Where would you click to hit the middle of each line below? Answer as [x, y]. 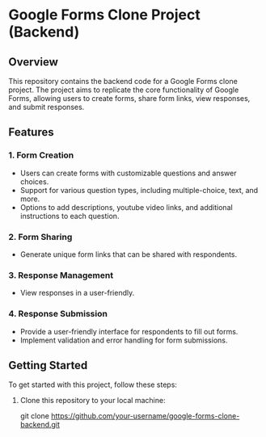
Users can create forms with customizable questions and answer [128, 173]
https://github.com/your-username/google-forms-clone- [146, 416]
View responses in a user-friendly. [77, 293]
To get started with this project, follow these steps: [93, 384]
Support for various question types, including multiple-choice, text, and [139, 190]
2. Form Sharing [40, 237]
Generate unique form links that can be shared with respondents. [129, 254]
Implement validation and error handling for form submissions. [124, 340]
